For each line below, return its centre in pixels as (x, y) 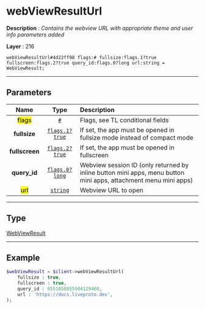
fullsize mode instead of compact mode (137, 137)
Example (23, 257)
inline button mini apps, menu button (132, 172)
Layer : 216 (20, 46)
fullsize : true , (39, 278)
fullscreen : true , (42, 283)
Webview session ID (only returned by (135, 165)
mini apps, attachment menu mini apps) (137, 180)
